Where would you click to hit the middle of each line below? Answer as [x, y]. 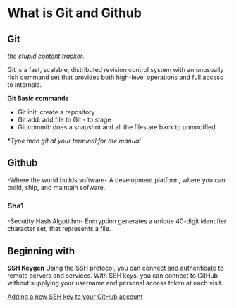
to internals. [25, 85]
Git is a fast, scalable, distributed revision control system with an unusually [116, 70]
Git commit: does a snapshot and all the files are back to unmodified [117, 127]
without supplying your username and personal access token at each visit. [115, 283]
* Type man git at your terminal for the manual [74, 141]
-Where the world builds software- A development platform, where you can [116, 180]
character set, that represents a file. [59, 229]
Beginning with [41, 251]
